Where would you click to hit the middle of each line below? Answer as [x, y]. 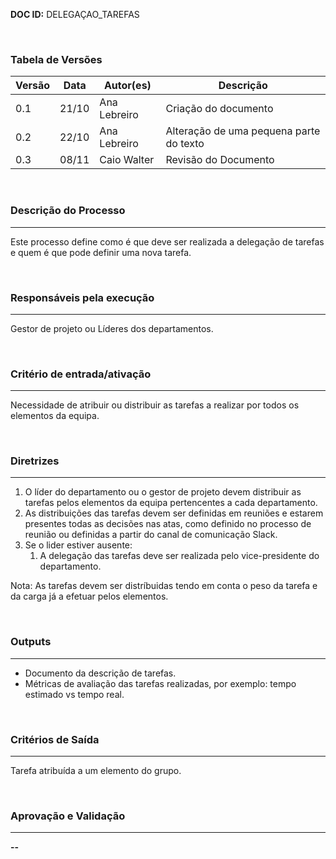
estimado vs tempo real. [74, 694]
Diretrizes [35, 461]
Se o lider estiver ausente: [78, 545]
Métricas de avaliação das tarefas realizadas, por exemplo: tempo [160, 683]
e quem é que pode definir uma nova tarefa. [101, 252]
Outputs [31, 642]
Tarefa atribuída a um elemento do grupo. [96, 771]
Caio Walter [127, 160]
